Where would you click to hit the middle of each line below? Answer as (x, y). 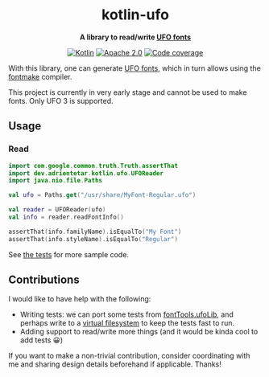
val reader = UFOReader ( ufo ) (57, 210)
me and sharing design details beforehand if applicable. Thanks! (115, 364)
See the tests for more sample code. (68, 254)
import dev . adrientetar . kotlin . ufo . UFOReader (86, 173)
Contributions (44, 280)
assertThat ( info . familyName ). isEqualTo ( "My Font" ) (95, 232)
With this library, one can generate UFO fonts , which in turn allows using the (135, 68)
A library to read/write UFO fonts (135, 37)
